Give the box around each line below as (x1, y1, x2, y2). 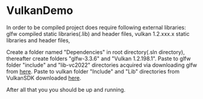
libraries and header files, (6, 36, 71, 44)
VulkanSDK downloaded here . (6, 74, 81, 81)
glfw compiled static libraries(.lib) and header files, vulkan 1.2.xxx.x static (6, 30, 190, 37)
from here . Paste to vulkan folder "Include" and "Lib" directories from (6, 67, 180, 75)
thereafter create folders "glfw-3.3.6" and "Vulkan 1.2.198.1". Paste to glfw (6, 55, 191, 62)
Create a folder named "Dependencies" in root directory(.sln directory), (6, 48, 185, 55)
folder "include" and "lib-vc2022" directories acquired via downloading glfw (6, 61, 198, 69)
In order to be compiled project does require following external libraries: (6, 24, 187, 31)
